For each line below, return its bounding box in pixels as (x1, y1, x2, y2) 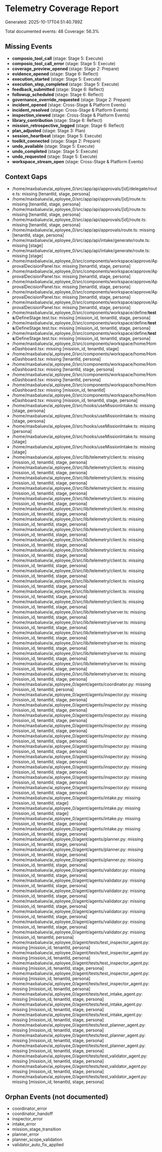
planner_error (12, 1132, 40, 1137)
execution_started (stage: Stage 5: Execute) (12, 76, 102, 82)
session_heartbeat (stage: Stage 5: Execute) (12, 133, 103, 138)
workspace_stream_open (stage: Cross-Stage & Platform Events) (12, 158, 144, 164)
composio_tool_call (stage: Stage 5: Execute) (12, 55, 103, 61)
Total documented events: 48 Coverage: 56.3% (5, 28, 100, 34)
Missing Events (5, 42, 52, 51)
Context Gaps (5, 173, 47, 181)
